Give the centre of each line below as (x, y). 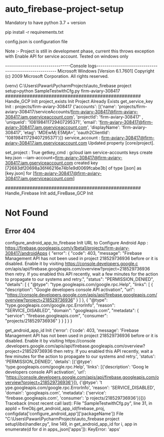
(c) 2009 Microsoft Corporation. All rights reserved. (57, 76)
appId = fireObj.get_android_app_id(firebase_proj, (55, 408)
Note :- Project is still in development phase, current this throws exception (80, 51)
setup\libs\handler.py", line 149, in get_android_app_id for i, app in (71, 424)
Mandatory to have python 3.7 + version (46, 23)
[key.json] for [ (20, 173)
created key (86, 163)
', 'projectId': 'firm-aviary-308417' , (108, 117)
